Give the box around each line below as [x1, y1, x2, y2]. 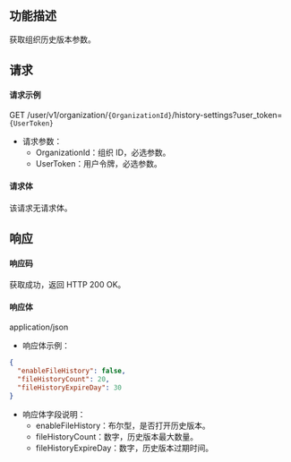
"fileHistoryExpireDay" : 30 [17, 383, 123, 392]
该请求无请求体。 [9, 202, 73, 213]
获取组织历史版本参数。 [9, 34, 96, 45]
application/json [9, 321, 69, 333]
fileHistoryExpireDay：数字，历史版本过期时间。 [35, 442, 214, 453]
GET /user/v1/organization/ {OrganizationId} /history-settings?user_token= [9, 110, 283, 121]
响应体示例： [21, 340, 70, 351]
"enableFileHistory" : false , [17, 366, 126, 376]
